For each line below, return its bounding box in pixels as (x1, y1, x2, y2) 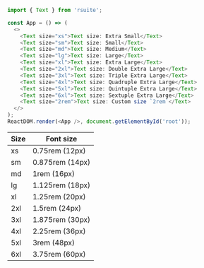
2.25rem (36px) (32, 226, 86, 236)
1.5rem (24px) (32, 203, 82, 213)
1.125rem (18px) (32, 180, 90, 190)
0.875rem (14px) (32, 157, 90, 167)
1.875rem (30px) (32, 214, 90, 224)
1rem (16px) (32, 168, 76, 178)
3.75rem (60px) (32, 249, 86, 259)
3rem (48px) (32, 238, 76, 247)
